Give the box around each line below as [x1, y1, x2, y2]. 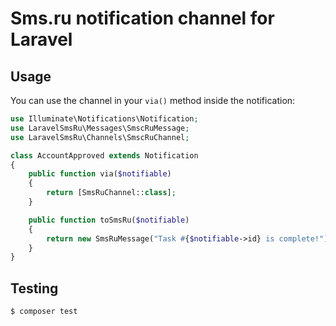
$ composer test [10, 307, 78, 317]
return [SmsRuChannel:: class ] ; [46, 188, 177, 198]
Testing [10, 280, 59, 297]
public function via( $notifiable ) [28, 169, 172, 179]
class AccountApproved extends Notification [10, 150, 199, 161]
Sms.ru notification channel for [10, 7, 275, 30]
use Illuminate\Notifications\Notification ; [10, 114, 199, 124]
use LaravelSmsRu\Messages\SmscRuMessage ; [10, 123, 190, 133]
